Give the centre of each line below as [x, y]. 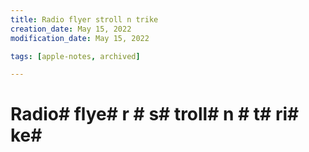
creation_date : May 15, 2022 [71, 29]
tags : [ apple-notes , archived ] [75, 56]
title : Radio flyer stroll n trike [84, 19]
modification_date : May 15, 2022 [80, 38]
